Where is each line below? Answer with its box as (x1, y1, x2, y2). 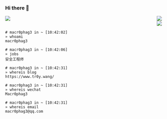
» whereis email (5, 105, 39, 110)
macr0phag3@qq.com (5, 109, 43, 114)
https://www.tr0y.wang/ (5, 74, 55, 79)
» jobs (5, 52, 19, 57)
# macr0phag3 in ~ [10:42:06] (5, 47, 68, 53)
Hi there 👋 (5, 4, 30, 11)
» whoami (5, 34, 23, 39)
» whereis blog (5, 70, 37, 75)
